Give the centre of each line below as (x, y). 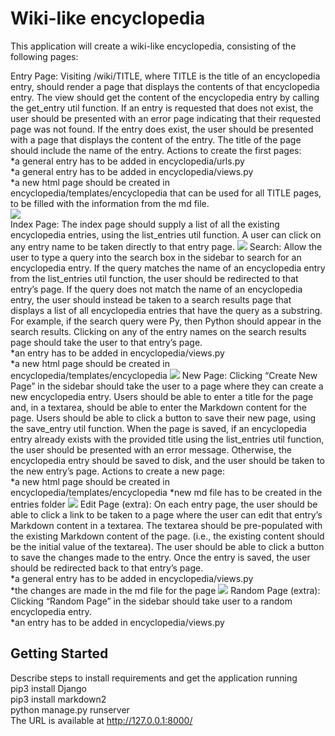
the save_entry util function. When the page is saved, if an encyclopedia (158, 428)
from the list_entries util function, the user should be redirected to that (154, 278)
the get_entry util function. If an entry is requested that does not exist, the (162, 108)
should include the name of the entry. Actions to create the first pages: (156, 150)
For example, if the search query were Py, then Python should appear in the (166, 321)
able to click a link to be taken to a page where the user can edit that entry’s (166, 514)
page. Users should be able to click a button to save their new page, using (163, 418)
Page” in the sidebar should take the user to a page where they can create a (167, 386)
